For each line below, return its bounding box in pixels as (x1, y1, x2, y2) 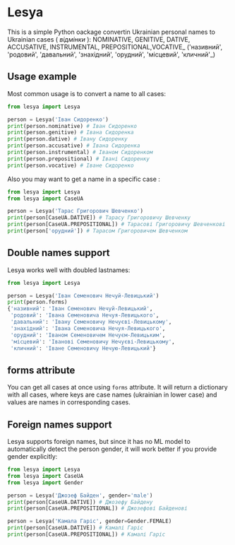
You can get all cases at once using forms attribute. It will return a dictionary (7, 383, 228, 392)
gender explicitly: (7, 452, 58, 461)
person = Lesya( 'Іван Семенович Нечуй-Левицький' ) (7, 292, 159, 299)
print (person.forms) (7, 298, 68, 306)
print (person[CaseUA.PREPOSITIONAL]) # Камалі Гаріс (7, 531, 166, 538)
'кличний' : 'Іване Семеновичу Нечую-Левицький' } (10, 344, 157, 352)
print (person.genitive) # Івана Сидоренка (7, 129, 134, 136)
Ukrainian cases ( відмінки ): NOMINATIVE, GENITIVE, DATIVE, (7, 35, 191, 43)
